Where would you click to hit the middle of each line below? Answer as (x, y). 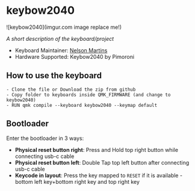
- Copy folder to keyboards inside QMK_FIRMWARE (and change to (88, 95)
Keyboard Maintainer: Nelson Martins (61, 50)
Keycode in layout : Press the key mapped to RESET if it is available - (98, 175)
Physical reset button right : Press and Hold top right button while (97, 150)
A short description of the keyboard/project (60, 38)
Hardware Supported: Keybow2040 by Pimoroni (74, 56)
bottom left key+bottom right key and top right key (77, 181)
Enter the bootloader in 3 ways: (45, 138)
